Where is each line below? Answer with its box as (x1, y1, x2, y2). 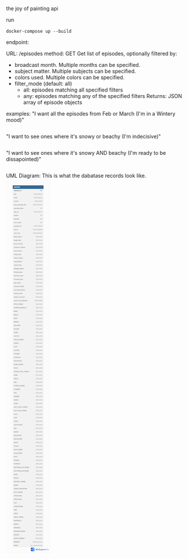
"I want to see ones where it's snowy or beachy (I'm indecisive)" (6, 133, 161, 140)
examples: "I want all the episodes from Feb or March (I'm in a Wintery (6, 110, 176, 117)
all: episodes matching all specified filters (23, 86, 123, 93)
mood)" (6, 117, 25, 123)
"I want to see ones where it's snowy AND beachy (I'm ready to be (6, 150, 166, 156)
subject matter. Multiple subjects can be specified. (14, 67, 136, 74)
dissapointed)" (6, 155, 42, 162)
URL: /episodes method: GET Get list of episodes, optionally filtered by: (6, 50, 177, 57)
